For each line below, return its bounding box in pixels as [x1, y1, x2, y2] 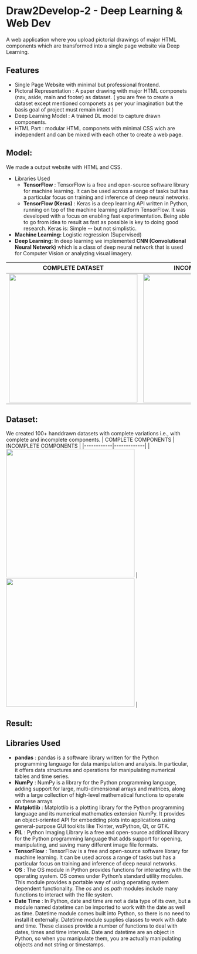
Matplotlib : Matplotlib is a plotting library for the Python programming [14, 804, 185, 811]
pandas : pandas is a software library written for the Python [14, 754, 159, 761]
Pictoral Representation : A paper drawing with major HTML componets [14, 87, 188, 94]
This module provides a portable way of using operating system [14, 878, 169, 885]
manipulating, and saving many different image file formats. [14, 841, 158, 848]
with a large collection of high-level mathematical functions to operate [14, 791, 184, 799]
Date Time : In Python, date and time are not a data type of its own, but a [14, 897, 191, 904]
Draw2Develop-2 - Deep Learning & [6, 4, 183, 18]
